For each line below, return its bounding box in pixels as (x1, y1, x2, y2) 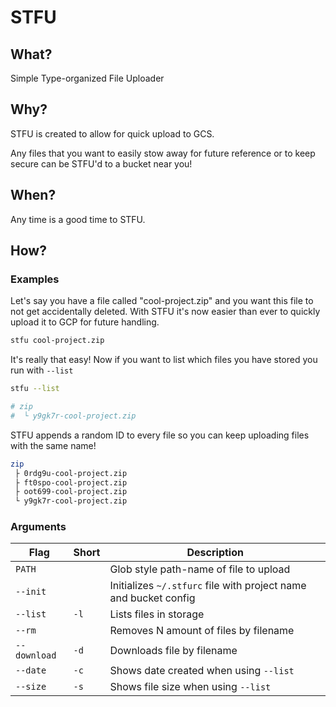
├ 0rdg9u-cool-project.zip (14, 468, 128, 478)
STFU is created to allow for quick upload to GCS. (10, 127, 215, 140)
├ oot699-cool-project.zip (14, 487, 128, 497)
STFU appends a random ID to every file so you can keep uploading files (10, 429, 310, 441)
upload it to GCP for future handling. (10, 316, 160, 328)
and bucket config (109, 591, 196, 605)
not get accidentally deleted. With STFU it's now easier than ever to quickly (10, 306, 321, 318)
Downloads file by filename (109, 644, 238, 658)
